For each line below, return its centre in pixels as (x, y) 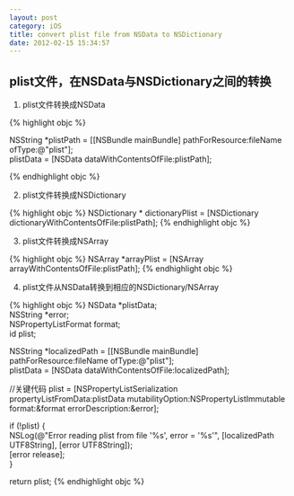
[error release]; (37, 455)
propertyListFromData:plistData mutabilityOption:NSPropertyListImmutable (147, 399)
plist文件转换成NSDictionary (74, 195)
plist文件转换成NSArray (65, 241)
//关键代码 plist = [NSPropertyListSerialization (94, 389)
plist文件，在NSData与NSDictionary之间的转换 (140, 81)
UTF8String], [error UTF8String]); (71, 445)
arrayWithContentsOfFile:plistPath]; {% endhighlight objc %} (121, 269)
